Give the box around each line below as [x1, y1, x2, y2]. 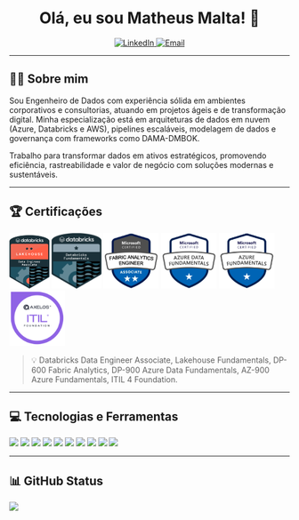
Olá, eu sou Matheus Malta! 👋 [38, 8, 261, 28]
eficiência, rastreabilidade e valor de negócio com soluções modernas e [9, 159, 274, 170]
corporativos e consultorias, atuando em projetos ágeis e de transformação [9, 104, 287, 115]
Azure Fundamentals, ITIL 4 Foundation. [30, 373, 178, 385]
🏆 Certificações [9, 204, 103, 220]
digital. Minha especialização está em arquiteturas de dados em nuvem [9, 114, 271, 124]
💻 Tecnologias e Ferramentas [9, 409, 179, 424]
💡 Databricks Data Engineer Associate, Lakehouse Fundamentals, [30, 355, 271, 365]
